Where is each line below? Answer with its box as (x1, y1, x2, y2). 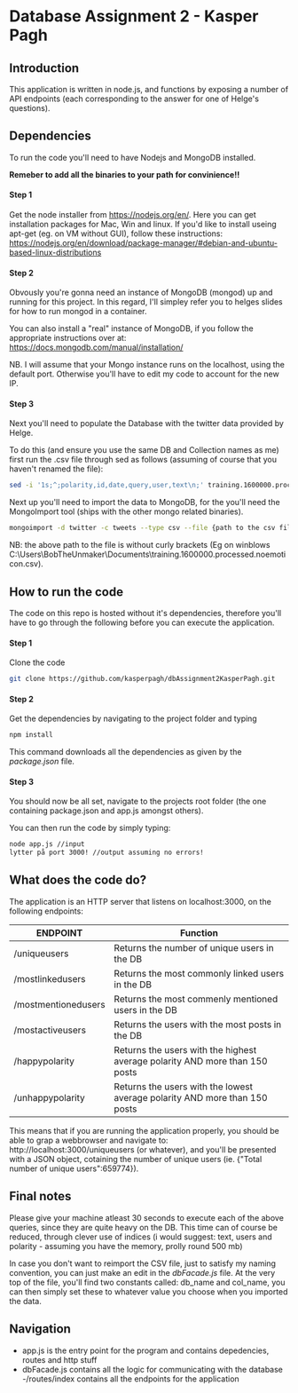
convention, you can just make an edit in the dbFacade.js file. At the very (9, 1267, 276, 1278)
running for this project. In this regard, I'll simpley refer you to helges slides (9, 297, 284, 307)
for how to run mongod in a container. (9, 306, 147, 317)
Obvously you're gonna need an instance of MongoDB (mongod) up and (9, 287, 273, 298)
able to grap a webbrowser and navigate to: (9, 1135, 169, 1145)
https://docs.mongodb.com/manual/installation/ (9, 342, 184, 352)
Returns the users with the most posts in (114, 1018, 282, 1031)
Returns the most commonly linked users (114, 967, 285, 979)
